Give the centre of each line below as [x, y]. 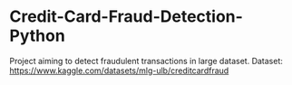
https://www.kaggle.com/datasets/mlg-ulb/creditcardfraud [119, 71]
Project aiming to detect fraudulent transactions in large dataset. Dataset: [146, 61]
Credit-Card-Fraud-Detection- [126, 17]
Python [37, 36]
